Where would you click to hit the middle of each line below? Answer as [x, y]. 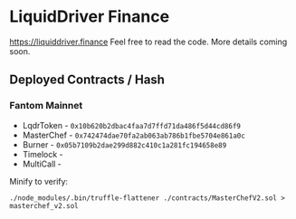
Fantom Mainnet [46, 106]
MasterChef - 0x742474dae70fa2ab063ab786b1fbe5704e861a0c [134, 135]
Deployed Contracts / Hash [87, 80]
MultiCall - [42, 164]
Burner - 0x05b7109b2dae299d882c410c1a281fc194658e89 [124, 144]
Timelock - [43, 154]
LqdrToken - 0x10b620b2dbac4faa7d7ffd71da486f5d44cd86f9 [132, 125]
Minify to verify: [39, 181]
